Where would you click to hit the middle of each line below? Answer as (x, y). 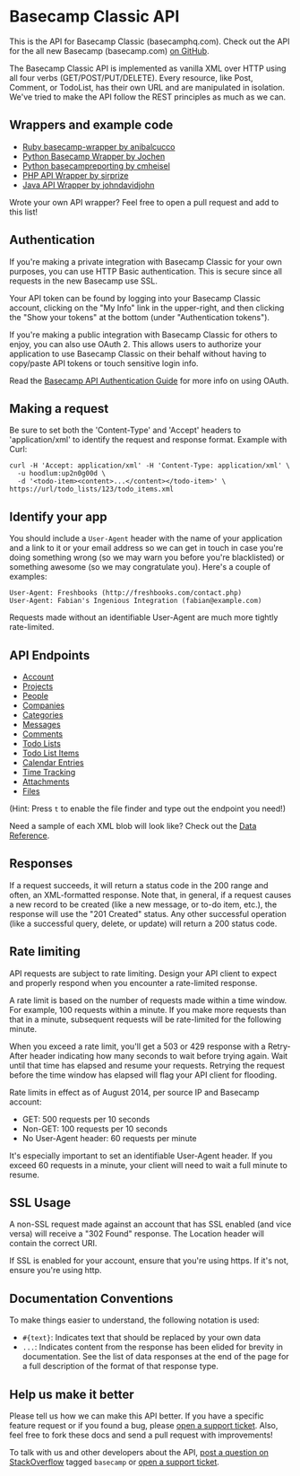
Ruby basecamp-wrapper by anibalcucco (99, 146)
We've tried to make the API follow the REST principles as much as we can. (148, 97)
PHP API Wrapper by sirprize (75, 175)
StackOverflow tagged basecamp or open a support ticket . (114, 1462)
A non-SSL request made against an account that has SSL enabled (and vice (150, 1224)
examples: (28, 577)
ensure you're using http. (56, 1271)
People (35, 696)
